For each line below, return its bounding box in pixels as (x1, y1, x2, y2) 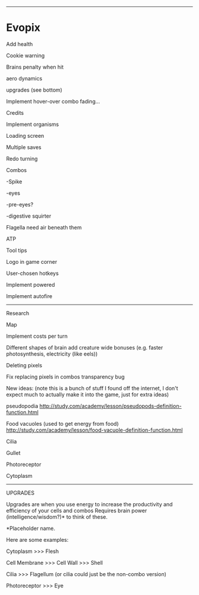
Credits (6, 109, 24, 116)
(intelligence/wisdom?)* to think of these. (6, 513, 108, 520)
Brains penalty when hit (6, 63, 64, 70)
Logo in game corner (6, 258, 57, 265)
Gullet (6, 449, 21, 456)
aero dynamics (6, 75, 43, 82)
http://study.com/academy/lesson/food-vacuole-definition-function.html (6, 426, 183, 434)
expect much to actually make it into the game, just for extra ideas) (6, 391, 169, 398)
